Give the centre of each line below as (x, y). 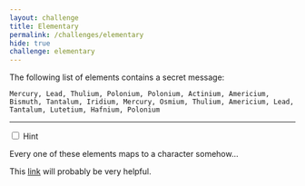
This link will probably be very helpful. (80, 171)
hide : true (30, 43)
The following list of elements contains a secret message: (117, 77)
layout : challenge (44, 18)
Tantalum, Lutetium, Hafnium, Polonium (85, 110)
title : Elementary (44, 26)
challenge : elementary (52, 52)
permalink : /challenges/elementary (77, 34)
